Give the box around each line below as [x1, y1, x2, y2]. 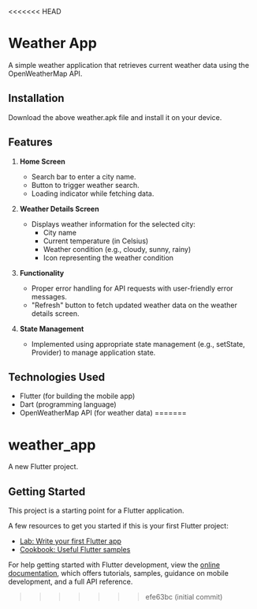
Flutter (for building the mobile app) [19, 391, 136, 401]
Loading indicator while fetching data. [31, 189, 155, 198]
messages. [31, 291, 67, 301]
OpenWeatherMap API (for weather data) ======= [19, 408, 187, 418]
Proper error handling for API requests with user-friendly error [31, 284, 234, 293]
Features [8, 136, 53, 149]
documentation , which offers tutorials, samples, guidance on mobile [8, 569, 229, 578]
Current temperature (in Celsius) [43, 236, 149, 246]
